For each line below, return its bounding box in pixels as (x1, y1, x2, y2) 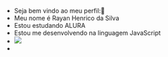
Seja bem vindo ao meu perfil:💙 (13, 7, 105, 15)
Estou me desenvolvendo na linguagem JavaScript (13, 28, 161, 37)
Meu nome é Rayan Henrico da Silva (13, 14, 119, 22)
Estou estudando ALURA (13, 22, 86, 29)
